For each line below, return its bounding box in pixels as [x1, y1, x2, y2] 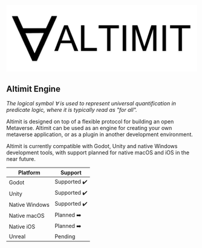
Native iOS [8, 223, 35, 230]
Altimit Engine [6, 83, 60, 94]
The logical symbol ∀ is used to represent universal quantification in [6, 100, 177, 107]
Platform [18, 169, 41, 176]
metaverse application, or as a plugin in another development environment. [6, 131, 194, 138]
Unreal [8, 233, 26, 240]
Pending [54, 233, 76, 240]
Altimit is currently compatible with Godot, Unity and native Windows [6, 143, 178, 149]
